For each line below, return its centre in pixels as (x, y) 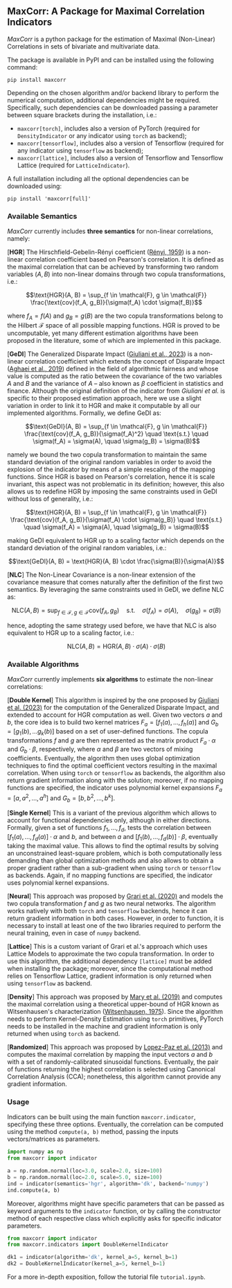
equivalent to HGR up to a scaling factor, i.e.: (71, 633)
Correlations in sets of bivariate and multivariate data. (84, 46)
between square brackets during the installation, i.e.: (82, 115)
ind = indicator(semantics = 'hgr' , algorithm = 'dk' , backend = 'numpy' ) (108, 1184)
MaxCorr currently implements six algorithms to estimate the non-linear (110, 679)
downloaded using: (35, 186)
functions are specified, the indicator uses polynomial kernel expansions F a (115, 788)
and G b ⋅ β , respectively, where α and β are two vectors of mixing (100, 750)
